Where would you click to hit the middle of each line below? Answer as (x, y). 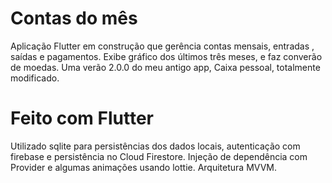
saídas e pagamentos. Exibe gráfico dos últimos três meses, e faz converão (166, 56)
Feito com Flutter (82, 118)
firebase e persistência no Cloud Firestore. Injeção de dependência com (159, 156)
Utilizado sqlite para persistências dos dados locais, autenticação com (155, 146)
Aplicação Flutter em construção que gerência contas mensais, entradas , (162, 46)
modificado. (35, 78)
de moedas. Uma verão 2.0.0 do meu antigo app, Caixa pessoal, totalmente (165, 67)
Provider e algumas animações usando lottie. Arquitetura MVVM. (143, 167)
